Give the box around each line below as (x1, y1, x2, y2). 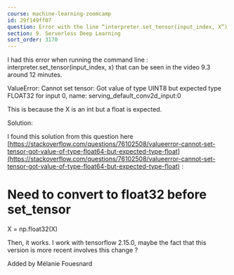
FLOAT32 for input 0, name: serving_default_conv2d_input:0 (7, 92, 181, 100)
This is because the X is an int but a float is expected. (7, 105, 162, 114)
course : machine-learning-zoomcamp (7, 10, 112, 18)
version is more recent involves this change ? (7, 246, 138, 255)
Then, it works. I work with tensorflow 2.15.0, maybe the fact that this (7, 239, 207, 247)
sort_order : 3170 (7, 36, 58, 43)
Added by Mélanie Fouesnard (7, 260, 93, 268)
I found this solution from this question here (7, 133, 134, 141)
